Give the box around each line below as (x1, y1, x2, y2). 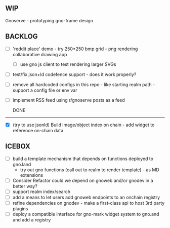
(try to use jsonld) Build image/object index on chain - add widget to (12, 122, 155, 128)
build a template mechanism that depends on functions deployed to (12, 156, 153, 162)
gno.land (12, 161, 31, 167)
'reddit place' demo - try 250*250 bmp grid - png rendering (12, 46, 138, 52)
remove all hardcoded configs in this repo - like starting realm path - (12, 81, 155, 88)
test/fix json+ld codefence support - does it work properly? (12, 71, 137, 78)
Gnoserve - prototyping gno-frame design (5, 17, 94, 23)
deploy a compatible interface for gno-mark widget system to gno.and (12, 211, 159, 217)
